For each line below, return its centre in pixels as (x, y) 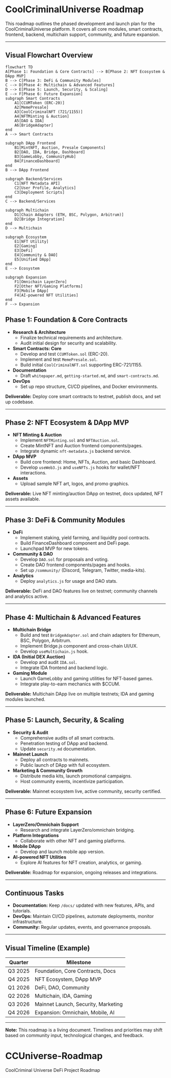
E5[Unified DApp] (33, 259)
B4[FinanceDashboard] (37, 161)
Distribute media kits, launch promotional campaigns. (76, 776)
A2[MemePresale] (32, 107)
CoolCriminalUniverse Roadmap (75, 9)
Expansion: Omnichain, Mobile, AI (75, 1013)
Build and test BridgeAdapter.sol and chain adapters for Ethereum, (90, 635)
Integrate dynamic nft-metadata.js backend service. (76, 451)
